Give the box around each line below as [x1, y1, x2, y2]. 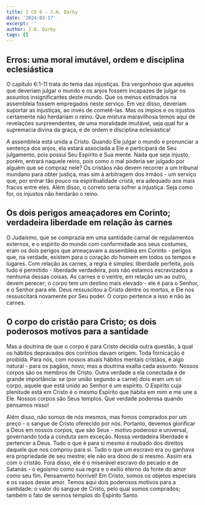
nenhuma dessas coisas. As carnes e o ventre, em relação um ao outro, [6, 272, 187, 280]
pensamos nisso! [6, 401, 50, 409]
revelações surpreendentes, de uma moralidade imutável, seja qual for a [6, 119, 188, 126]
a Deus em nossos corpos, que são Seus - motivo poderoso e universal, [6, 426, 188, 433]
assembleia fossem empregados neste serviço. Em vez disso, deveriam [6, 99, 187, 107]
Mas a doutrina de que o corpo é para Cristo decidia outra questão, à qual [6, 342, 193, 350]
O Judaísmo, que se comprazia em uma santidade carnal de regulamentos [6, 234, 194, 241]
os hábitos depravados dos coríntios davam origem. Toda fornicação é [6, 349, 185, 357]
